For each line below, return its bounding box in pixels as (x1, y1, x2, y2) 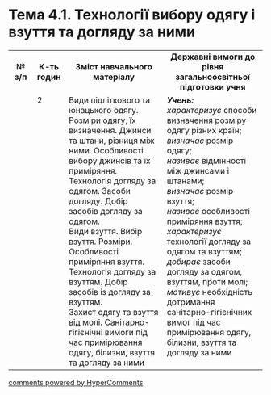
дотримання (166, 296, 215, 308)
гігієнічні (68, 326, 103, 338)
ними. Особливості (68, 145, 144, 156)
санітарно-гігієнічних (166, 306, 252, 317)
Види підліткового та (68, 95, 151, 106)
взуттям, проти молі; (166, 276, 248, 288)
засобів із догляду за (68, 286, 151, 297)
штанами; (166, 175, 205, 187)
